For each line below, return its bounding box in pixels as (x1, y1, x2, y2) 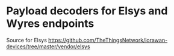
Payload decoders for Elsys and (6, 4, 168, 18)
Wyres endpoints (6, 17, 95, 30)
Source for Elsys (6, 36, 47, 43)
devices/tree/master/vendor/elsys (6, 43, 90, 50)
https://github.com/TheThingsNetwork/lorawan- (48, 36, 168, 43)
